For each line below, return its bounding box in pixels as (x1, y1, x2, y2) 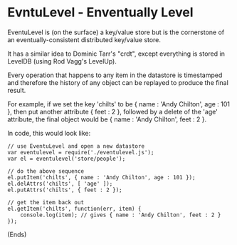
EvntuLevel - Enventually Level (7, 4, 194, 21)
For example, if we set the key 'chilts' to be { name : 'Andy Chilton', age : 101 (7, 99, 230, 108)
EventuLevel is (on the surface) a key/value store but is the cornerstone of (7, 28, 225, 36)
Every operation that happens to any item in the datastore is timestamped (7, 71, 223, 79)
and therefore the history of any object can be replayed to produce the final (7, 78, 229, 86)
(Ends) (7, 230, 27, 239)
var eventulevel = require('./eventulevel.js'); (7, 149, 154, 156)
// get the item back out (7, 199, 84, 206)
